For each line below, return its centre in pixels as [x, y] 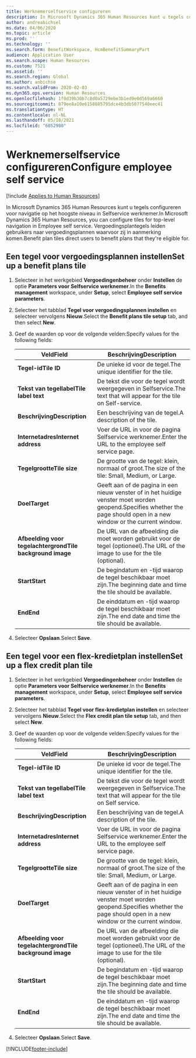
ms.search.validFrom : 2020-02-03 [47, 88]
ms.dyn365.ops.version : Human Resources [56, 93]
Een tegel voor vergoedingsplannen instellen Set [95, 257]
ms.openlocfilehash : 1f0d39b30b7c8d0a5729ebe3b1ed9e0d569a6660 [85, 98]
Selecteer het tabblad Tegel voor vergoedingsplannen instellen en [95, 310]
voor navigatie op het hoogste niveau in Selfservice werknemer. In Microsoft [97, 213]
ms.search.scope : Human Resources [48, 60]
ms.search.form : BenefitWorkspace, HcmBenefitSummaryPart [78, 50]
